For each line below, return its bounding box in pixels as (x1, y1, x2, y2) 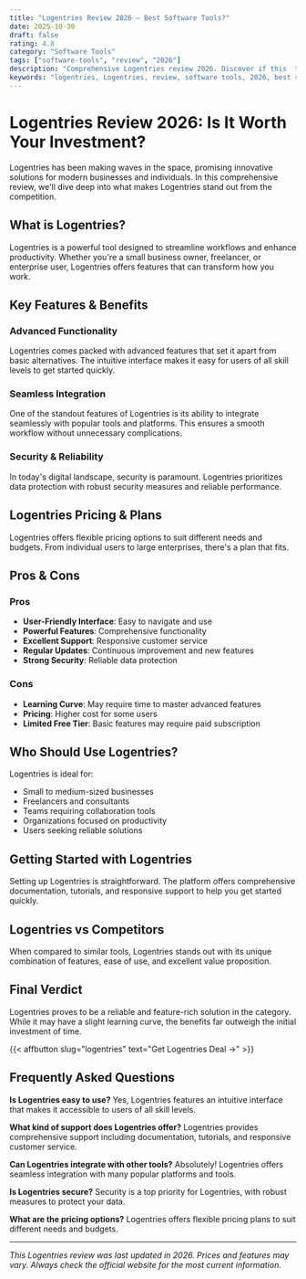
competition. (9, 191, 57, 202)
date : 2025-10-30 (9, 22, 76, 31)
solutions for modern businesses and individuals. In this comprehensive (9, 171, 279, 183)
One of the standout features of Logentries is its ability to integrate (9, 408, 260, 419)
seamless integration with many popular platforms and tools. (9, 1168, 237, 1179)
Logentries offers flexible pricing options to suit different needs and (9, 532, 262, 543)
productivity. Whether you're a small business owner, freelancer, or (9, 251, 261, 262)
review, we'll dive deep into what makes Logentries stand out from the (9, 181, 273, 192)
